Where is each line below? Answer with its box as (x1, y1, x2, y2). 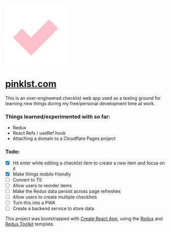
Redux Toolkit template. (5, 221, 55, 227)
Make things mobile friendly (12, 171, 71, 177)
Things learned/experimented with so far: (5, 113, 111, 120)
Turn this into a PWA (12, 199, 56, 206)
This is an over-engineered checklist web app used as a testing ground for (5, 95, 161, 101)
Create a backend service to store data (12, 205, 94, 211)
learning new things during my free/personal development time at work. (5, 100, 155, 106)
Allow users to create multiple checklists (12, 194, 97, 200)
